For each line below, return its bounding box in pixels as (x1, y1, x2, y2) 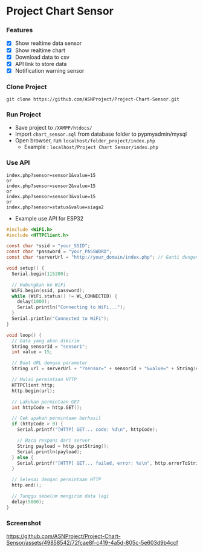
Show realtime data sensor (14, 39, 82, 47)
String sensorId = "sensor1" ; (11, 344, 88, 350)
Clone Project (6, 82, 47, 91)
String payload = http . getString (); (17, 443, 110, 449)
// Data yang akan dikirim (11, 338, 80, 344)
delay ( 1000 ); (17, 299, 50, 305)
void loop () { (6, 332, 42, 338)
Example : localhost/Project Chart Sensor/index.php (24, 144, 159, 151)
